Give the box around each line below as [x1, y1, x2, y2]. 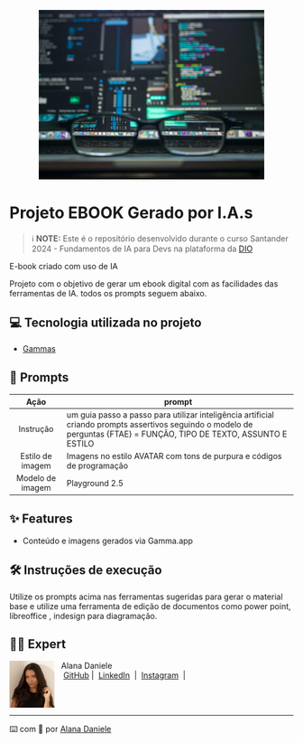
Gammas [22, 343, 56, 354]
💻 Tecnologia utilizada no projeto [9, 315, 202, 330]
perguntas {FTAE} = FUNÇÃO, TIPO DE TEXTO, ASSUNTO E [66, 428, 288, 439]
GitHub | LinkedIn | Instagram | [62, 670, 187, 681]
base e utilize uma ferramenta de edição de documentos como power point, [9, 600, 291, 611]
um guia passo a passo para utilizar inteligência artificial [66, 409, 275, 420]
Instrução [18, 424, 54, 435]
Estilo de [20, 451, 52, 462]
